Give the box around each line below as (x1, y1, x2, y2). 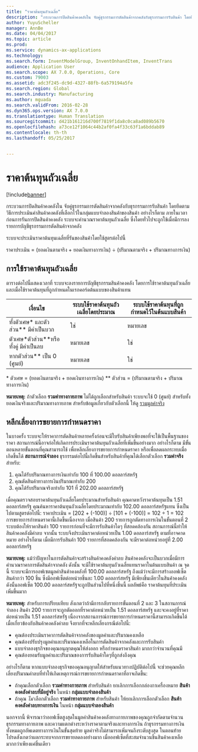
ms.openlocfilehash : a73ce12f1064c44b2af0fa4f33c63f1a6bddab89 (6, 124, 165, 130)
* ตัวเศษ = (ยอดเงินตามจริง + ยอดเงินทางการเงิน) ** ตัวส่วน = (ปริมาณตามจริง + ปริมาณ (6, 374, 183, 382)
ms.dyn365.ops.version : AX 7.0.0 (6, 108, 88, 114)
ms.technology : (6, 53, 44, 59)
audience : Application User (6, 63, 75, 70)
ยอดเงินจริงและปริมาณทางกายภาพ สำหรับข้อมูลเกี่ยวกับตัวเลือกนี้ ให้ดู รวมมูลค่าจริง (6, 399, 165, 406)
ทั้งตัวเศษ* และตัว (9, 318, 50, 326)
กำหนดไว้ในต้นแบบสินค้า (130, 308, 186, 316)
